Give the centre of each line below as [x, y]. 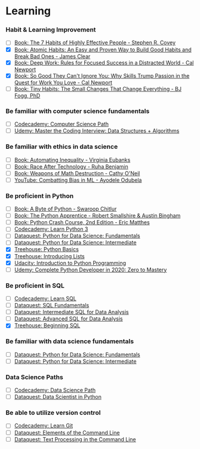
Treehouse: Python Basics [46, 249]
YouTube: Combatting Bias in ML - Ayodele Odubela [78, 180]
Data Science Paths [34, 377]
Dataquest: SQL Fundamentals [52, 306]
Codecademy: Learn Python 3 [51, 229]
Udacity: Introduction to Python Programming [70, 263]
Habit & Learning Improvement [51, 30]
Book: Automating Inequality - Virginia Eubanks [72, 160]
